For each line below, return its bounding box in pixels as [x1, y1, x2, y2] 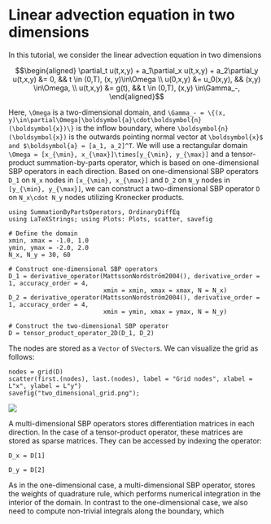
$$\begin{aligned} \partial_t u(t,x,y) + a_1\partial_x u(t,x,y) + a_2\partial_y [15, 65, 259, 75]
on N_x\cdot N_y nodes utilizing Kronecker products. [8, 192, 185, 202]
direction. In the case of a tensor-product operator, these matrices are [8, 427, 243, 437]
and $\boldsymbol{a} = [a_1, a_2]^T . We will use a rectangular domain [8, 140, 248, 150]
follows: [8, 352, 35, 361]
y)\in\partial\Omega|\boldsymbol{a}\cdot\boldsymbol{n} [8, 116, 202, 124]
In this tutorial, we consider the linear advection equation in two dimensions [8, 50, 262, 59]
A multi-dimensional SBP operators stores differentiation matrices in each [8, 418, 255, 428]
